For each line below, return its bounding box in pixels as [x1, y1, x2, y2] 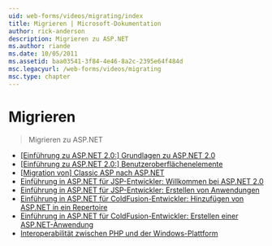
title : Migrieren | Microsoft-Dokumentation [8, 20, 162, 28]
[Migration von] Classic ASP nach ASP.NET [19, 168, 165, 178]
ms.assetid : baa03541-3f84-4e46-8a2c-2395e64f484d [8, 58, 183, 66]
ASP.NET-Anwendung [19, 219, 94, 229]
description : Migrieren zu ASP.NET [8, 34, 129, 43]
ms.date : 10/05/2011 [8, 50, 79, 58]
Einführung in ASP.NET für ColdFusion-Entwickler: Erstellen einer [19, 211, 239, 221]
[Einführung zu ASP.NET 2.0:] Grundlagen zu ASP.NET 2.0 [19, 150, 216, 160]
